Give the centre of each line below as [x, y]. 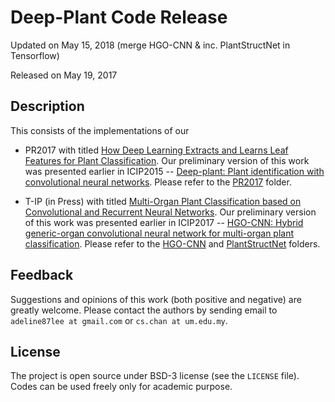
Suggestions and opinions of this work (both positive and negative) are [156, 299]
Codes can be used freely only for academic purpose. [121, 387]
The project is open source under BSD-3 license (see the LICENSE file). [155, 376]
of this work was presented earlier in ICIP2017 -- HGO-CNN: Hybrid [164, 222]
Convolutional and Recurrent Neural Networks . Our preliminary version [170, 212]
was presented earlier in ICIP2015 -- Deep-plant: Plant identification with [174, 171]
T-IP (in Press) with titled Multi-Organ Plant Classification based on [163, 201]
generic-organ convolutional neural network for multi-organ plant [159, 233]
